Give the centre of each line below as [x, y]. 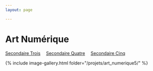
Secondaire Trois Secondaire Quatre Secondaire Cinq [65, 53]
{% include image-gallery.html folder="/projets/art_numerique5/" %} [76, 63]
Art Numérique [37, 39]
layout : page [19, 10]
